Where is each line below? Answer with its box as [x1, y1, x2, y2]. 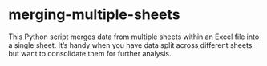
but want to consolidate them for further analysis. [8, 49, 172, 58]
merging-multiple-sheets [8, 6, 180, 24]
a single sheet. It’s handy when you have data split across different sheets [8, 40, 253, 49]
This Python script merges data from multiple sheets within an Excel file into [8, 32, 260, 41]
